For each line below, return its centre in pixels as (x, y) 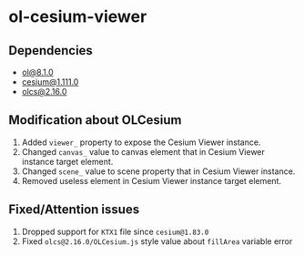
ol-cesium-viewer (78, 17)
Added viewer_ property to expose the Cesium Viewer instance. (141, 142)
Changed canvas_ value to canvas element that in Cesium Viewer (143, 151)
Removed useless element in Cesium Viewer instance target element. (151, 180)
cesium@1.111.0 (50, 82)
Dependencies (51, 51)
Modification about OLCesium (95, 120)
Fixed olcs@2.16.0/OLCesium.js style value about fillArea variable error (157, 241)
